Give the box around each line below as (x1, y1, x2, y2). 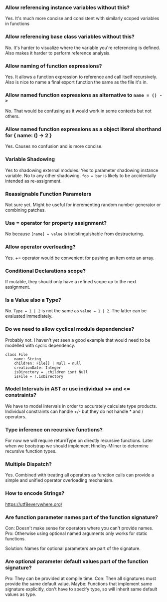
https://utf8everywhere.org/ (5, 501, 63, 507)
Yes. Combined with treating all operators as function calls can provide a (5, 472, 155, 478)
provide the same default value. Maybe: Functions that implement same (5, 581, 152, 587)
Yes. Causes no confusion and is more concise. (5, 143, 103, 149)
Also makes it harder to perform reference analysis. (5, 50, 111, 56)
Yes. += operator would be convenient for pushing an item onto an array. (5, 255, 155, 261)
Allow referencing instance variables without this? (5, 4, 130, 11)
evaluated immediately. (5, 313, 53, 319)
